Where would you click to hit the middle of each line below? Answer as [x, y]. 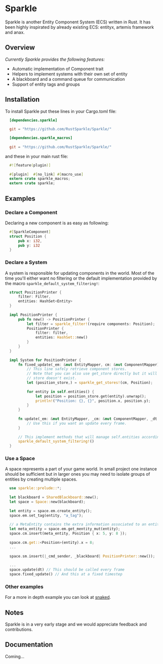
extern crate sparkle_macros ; [40, 179]
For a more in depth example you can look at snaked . [58, 597]
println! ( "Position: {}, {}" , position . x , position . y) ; [93, 401]
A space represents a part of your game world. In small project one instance [81, 469]
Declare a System [26, 262]
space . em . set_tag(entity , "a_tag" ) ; [46, 515]
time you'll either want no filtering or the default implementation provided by [81, 278]
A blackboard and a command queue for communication [68, 79]
